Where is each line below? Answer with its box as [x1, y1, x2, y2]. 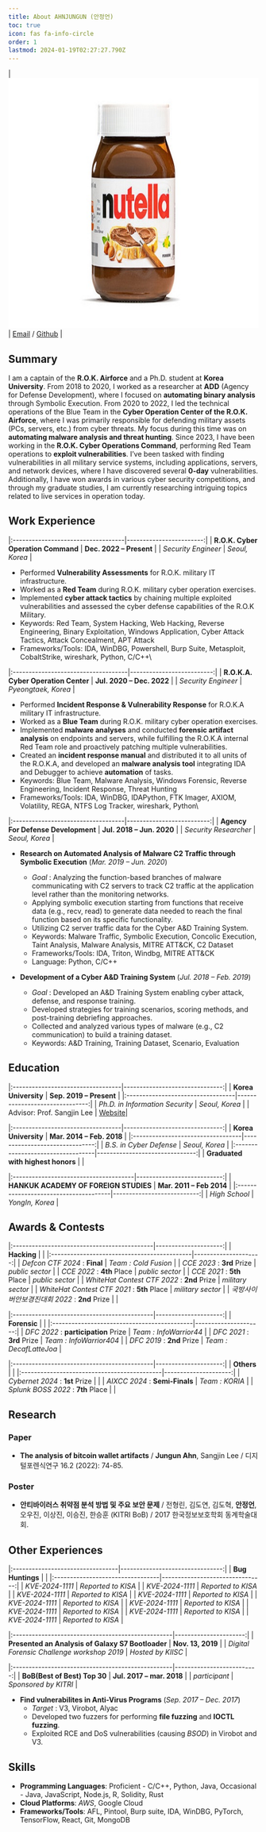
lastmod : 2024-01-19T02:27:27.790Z [8, 46, 126, 55]
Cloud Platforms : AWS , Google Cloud [19, 1798, 144, 1807]
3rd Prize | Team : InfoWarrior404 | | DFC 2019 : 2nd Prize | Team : [8, 1336, 228, 1345]
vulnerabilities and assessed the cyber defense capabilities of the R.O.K [19, 601, 255, 611]
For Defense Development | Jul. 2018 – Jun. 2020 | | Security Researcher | [8, 824, 256, 834]
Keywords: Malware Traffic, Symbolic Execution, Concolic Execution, [31, 931, 257, 941]
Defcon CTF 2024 [21, 1259, 81, 1268]
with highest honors [8, 1156, 76, 1167]
